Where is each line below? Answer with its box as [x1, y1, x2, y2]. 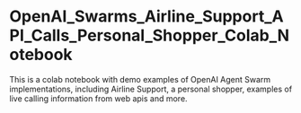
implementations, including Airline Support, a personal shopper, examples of [9, 83, 293, 94]
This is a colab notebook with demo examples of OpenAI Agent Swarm [9, 74, 271, 84]
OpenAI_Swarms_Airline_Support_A [9, 6, 285, 27]
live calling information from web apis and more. [9, 92, 188, 104]
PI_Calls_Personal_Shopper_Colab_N [9, 25, 290, 46]
